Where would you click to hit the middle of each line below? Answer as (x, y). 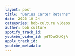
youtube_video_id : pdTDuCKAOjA (37, 37)
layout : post (18, 9)
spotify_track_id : (23, 32)
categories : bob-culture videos (37, 23)
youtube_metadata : (23, 46)
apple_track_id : (21, 41)
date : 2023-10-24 (22, 19)
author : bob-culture (26, 28)
